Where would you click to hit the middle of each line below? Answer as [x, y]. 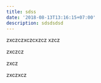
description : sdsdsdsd [35, 23]
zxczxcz [17, 75]
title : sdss [21, 12]
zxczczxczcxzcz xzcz [33, 40]
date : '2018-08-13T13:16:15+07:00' [51, 17]
